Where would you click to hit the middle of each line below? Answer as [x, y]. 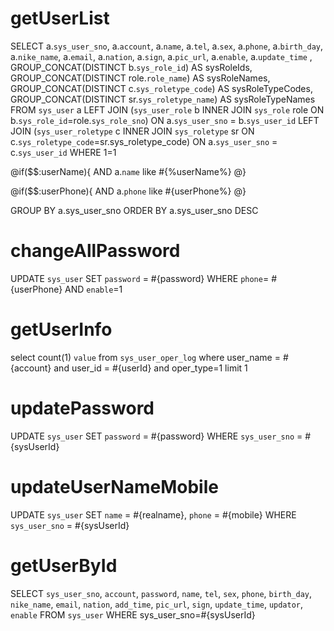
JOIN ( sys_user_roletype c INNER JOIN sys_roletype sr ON [132, 131]
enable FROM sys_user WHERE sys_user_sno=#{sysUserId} [133, 614]
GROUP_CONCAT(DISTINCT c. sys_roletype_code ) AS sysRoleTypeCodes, [161, 88]
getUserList [60, 18]
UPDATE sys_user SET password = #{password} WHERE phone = [140, 278]
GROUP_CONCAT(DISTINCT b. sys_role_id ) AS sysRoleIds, [131, 67]
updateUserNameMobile [114, 486]
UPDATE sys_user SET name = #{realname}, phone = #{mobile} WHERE [153, 514]
